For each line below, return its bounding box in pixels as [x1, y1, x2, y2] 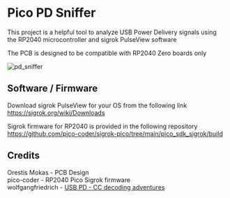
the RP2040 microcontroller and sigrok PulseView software [7, 35, 177, 43]
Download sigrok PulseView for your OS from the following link [7, 101, 187, 109]
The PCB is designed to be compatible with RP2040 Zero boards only [7, 49, 207, 57]
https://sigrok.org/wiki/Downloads [7, 108, 105, 116]
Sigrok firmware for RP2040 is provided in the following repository [7, 122, 198, 130]
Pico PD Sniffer [7, 5, 96, 21]
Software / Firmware [7, 82, 98, 95]
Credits [7, 150, 40, 162]
